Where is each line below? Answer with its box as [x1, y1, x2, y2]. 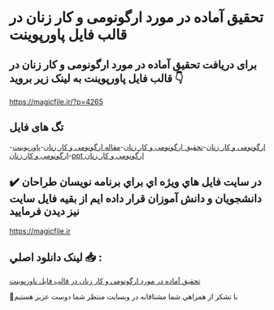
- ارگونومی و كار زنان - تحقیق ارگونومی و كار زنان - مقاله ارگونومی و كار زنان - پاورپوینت [9, 142, 266, 152]
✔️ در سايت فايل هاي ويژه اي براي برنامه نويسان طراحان [9, 175, 263, 189]
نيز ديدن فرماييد [9, 205, 80, 218]
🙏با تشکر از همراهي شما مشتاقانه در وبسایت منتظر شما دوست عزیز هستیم [9, 292, 238, 302]
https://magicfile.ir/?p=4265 [9, 97, 104, 106]
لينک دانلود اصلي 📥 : [9, 251, 102, 265]
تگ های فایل [9, 120, 64, 134]
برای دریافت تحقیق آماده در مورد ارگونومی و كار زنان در [9, 58, 257, 71]
